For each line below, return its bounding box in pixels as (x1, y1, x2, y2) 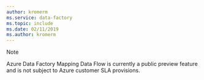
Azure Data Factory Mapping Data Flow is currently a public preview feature (6, 60, 198, 68)
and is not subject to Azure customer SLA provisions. (6, 67, 140, 74)
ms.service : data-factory (6, 15, 72, 21)
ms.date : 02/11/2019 (6, 26, 59, 32)
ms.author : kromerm (6, 32, 56, 38)
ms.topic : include (6, 20, 53, 26)
